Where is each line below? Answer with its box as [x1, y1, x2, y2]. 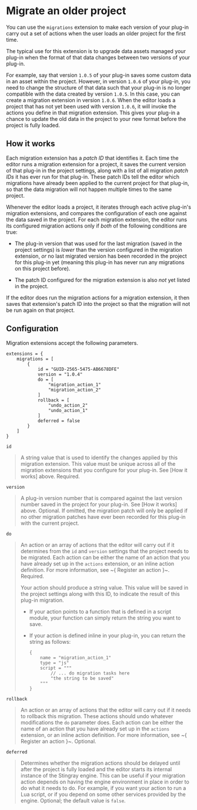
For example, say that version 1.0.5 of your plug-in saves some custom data [6, 71, 192, 78]
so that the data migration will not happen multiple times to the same [6, 186, 172, 193]
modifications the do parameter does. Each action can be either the [20, 719, 183, 726]
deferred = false [37, 417, 81, 424]
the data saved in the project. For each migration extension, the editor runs [6, 216, 187, 223]
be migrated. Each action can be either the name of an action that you [20, 554, 190, 561]
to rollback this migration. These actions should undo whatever [20, 712, 173, 720]
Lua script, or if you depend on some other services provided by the [20, 791, 186, 798]
